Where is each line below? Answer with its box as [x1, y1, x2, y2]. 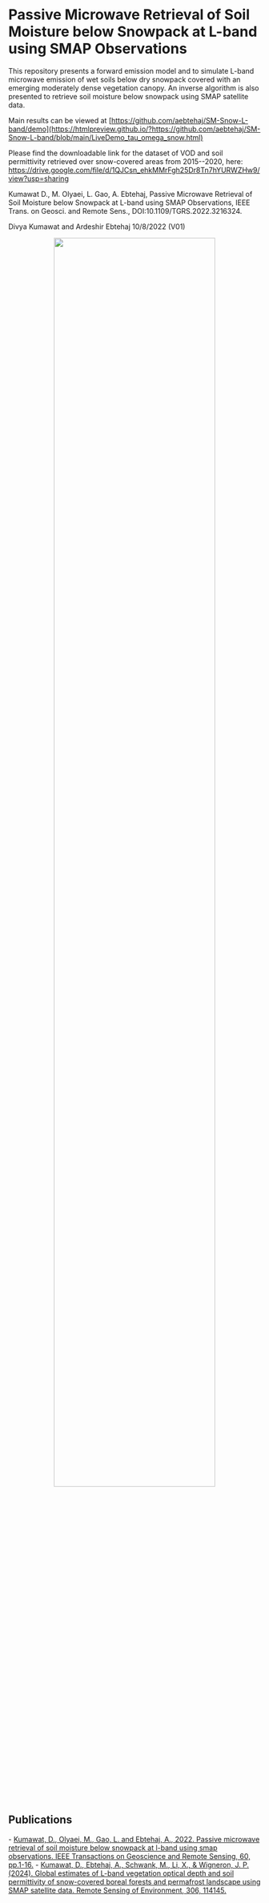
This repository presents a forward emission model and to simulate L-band [8, 66, 255, 75]
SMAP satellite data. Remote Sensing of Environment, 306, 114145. [8, 1885, 227, 1895]
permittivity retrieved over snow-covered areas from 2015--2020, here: [8, 156, 243, 166]
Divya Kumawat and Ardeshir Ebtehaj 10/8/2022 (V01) [8, 222, 186, 231]
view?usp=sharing [8, 174, 70, 183]
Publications [8, 1813, 73, 1827]
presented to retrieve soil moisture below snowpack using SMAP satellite [8, 91, 249, 101]
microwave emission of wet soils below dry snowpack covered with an [8, 74, 241, 84]
